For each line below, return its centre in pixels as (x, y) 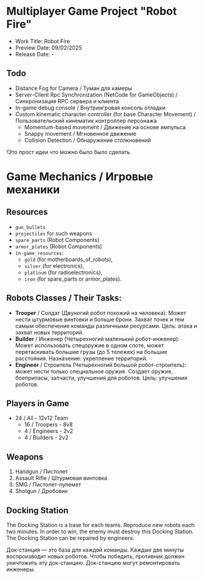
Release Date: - (34, 54)
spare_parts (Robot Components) (57, 240)
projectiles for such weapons (54, 233)
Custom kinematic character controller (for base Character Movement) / (105, 114)
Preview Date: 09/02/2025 (48, 48)
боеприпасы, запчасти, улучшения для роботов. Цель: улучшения (101, 378)
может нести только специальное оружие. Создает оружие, (94, 371)
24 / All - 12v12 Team (41, 418)
